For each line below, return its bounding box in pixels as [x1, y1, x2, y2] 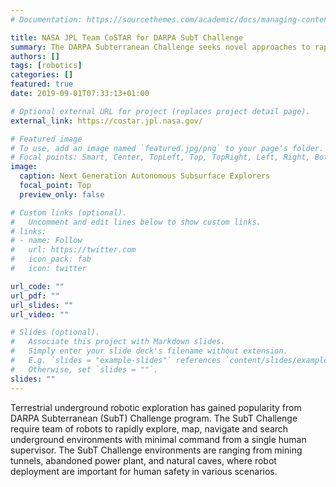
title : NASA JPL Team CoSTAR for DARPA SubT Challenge [10, 32, 244, 43]
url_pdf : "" [10, 291, 60, 301]
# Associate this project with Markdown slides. [10, 337, 226, 347]
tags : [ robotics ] [10, 61, 83, 71]
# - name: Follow [10, 236, 83, 246]
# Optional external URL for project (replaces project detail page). [10, 106, 311, 116]
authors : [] [10, 51, 60, 61]
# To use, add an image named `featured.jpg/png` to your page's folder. [10, 143, 325, 153]
